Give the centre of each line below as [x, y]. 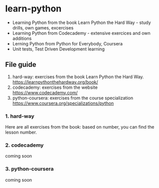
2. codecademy [24, 145]
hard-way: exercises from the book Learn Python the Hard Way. [78, 77]
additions [22, 38]
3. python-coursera [29, 169]
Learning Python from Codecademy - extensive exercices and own [81, 33]
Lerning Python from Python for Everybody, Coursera [67, 43]
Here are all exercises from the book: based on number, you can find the [80, 127]
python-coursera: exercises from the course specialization [73, 98]
